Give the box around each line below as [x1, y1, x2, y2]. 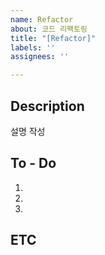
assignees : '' [10, 52, 70, 62]
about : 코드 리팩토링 [10, 24, 88, 34]
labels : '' [10, 42, 56, 53]
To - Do [10, 155, 57, 172]
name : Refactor [10, 14, 74, 25]
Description [10, 97, 85, 115]
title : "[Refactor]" [10, 33, 97, 43]
